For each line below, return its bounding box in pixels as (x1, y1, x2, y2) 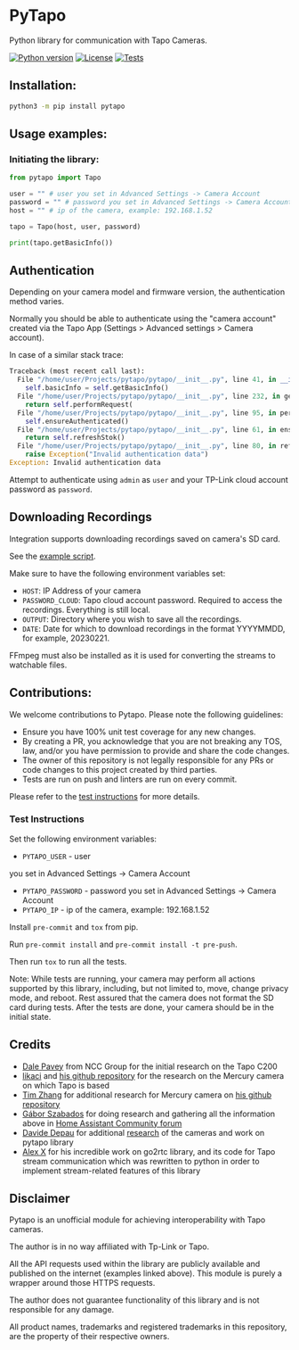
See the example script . (9, 551, 96, 561)
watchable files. (9, 659, 68, 670)
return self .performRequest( (25, 400, 133, 409)
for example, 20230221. (21, 633, 110, 643)
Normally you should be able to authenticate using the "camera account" (9, 313, 277, 324)
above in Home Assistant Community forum (21, 1117, 182, 1129)
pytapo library (21, 1137, 74, 1147)
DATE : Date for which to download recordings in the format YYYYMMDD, (21, 623, 286, 634)
